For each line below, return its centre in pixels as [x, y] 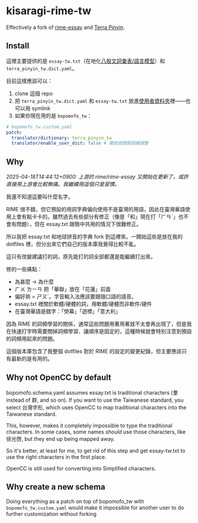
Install [18, 46]
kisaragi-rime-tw [49, 11]
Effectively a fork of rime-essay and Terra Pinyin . [65, 27]
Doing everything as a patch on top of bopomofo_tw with [75, 501]
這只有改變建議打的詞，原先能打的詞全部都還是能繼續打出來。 [81, 257]
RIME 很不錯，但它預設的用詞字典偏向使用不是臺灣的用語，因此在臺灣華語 [96, 209]
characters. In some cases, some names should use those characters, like [96, 432]
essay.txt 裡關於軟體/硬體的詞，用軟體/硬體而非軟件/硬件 [83, 304]
